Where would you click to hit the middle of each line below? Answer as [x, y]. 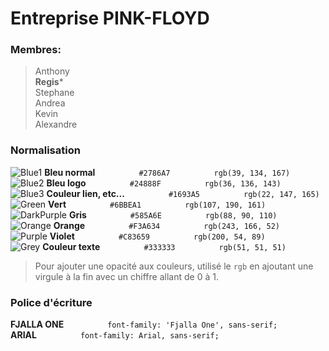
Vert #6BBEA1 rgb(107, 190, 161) [157, 204]
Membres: [36, 50]
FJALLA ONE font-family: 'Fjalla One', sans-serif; [144, 324]
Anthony [52, 71]
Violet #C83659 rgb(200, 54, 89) [157, 236]
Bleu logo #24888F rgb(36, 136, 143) [164, 183]
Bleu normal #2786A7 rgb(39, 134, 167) [167, 172]
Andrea [50, 103]
